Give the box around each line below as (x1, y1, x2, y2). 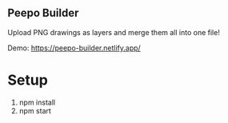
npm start (18, 105, 51, 115)
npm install (18, 97, 56, 107)
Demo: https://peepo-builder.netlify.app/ (7, 43, 141, 53)
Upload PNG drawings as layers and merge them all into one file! (7, 27, 221, 37)
